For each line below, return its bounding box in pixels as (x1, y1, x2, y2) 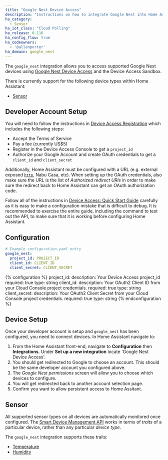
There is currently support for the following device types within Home (5, 78, 148, 84)
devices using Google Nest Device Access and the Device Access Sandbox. (5, 68, 162, 74)
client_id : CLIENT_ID (9, 260, 55, 265)
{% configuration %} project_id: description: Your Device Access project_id (5, 274, 160, 280)
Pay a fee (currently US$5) (12, 141, 67, 147)
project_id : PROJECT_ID (9, 255, 59, 260)
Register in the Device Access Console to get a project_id (12, 146, 133, 152)
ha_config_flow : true (5, 35, 50, 40)
